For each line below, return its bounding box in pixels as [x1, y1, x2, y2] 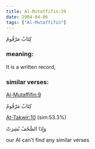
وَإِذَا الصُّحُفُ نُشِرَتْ [6, 125, 47, 132]
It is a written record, [6, 63, 56, 70]
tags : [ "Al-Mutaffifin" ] [6, 19, 66, 25]
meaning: [6, 50, 34, 58]
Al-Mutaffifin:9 [6, 91, 41, 98]
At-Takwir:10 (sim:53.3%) [6, 113, 67, 120]
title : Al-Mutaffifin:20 [6, 8, 66, 15]
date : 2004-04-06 [6, 14, 48, 20]
